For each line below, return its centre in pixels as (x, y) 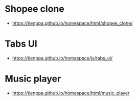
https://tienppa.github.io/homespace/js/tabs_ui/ (62, 58)
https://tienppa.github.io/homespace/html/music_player (71, 93)
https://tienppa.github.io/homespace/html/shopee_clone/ (72, 23)
